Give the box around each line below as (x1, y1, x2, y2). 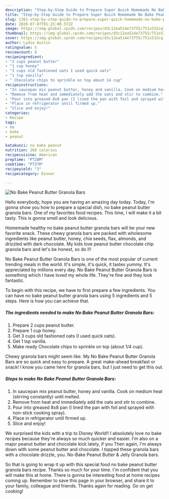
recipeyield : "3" (5, 166, 42, 171)
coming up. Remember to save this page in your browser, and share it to (5, 477, 154, 484)
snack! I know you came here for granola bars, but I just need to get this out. (5, 364, 163, 370)
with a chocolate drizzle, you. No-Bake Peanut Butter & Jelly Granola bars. (5, 452, 159, 458)
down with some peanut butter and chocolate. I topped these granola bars (5, 447, 159, 453)
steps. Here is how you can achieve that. (5, 298, 90, 304)
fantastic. (5, 278, 25, 284)
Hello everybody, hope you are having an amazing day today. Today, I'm (5, 199, 155, 205)
